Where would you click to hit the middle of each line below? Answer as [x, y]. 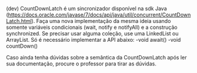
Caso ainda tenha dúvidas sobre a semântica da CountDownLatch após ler [96, 57]
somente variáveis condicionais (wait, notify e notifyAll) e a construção [92, 27]
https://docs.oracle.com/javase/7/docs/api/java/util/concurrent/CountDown [99, 15]
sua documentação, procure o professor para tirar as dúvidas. [81, 64]
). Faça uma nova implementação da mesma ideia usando [101, 21]
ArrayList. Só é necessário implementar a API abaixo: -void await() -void [94, 40]
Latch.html [19, 21]
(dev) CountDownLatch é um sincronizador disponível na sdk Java [87, 9]
